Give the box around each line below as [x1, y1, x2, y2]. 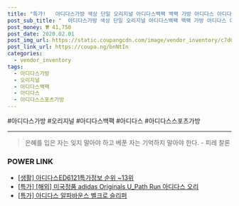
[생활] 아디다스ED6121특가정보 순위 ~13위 [17, 173, 134, 182]
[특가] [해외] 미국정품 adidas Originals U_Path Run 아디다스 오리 [17, 183, 199, 191]
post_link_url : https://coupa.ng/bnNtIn [7, 43, 129, 50]
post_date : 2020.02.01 [7, 30, 75, 38]
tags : [7, 63, 23, 70]
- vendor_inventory [14, 57, 72, 64]
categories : [7, 50, 43, 58]
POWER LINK [7, 156, 53, 166]
